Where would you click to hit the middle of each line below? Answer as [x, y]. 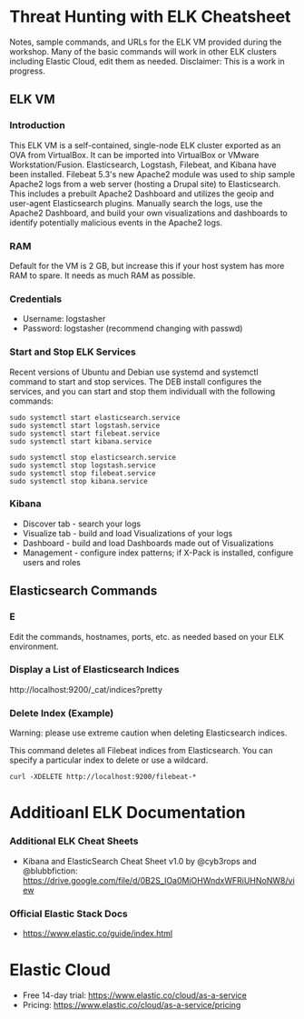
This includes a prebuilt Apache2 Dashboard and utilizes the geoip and [142, 194]
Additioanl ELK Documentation [128, 813]
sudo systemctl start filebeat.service [85, 434]
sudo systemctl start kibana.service [81, 441]
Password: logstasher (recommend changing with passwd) [132, 328]
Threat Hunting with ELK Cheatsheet [150, 17]
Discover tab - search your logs [82, 524]
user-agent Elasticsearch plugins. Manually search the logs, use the [136, 203]
